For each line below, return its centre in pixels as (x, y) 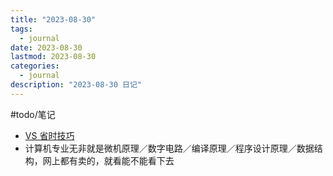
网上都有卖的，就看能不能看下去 (108, 160)
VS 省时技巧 (49, 135)
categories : (35, 66)
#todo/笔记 (33, 114)
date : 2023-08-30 (46, 47)
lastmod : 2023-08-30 (53, 57)
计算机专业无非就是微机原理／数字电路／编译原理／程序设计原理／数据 (169, 148)
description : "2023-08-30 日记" (76, 85)
